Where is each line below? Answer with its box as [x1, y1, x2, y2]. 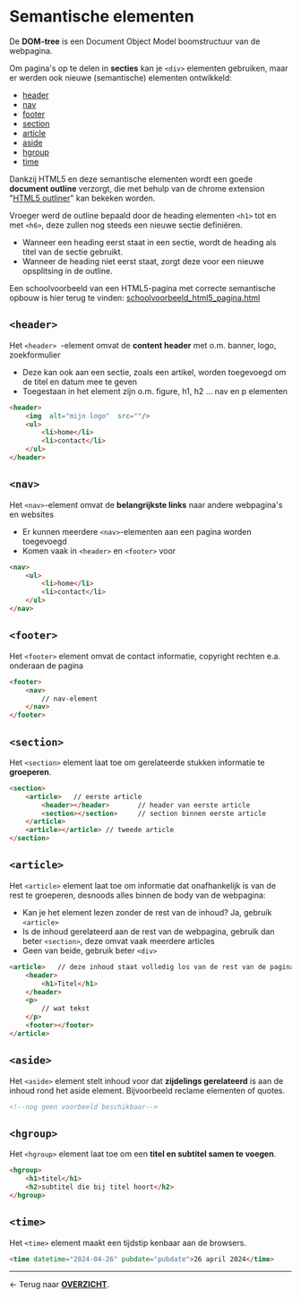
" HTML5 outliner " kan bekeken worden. [9, 193, 156, 203]
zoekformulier [9, 349, 61, 360]
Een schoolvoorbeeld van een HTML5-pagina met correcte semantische [9, 282, 276, 293]
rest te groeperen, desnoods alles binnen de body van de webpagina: [9, 890, 266, 900]
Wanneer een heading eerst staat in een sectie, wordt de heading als [21, 236, 277, 247]
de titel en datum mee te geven [21, 376, 137, 387]
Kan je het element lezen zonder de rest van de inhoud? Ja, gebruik [21, 907, 272, 917]
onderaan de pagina [9, 660, 83, 671]
